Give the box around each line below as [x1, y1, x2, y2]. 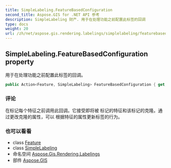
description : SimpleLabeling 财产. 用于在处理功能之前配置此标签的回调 [5, 17, 146, 22]
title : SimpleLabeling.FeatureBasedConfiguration [5, 7, 113, 13]
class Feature [12, 140, 41, 146]
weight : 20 [5, 26, 28, 31]
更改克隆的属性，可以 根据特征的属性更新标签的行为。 [9, 114, 123, 120]
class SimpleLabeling [12, 145, 58, 151]
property [5, 58, 34, 66]
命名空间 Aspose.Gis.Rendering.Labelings [12, 151, 100, 157]
